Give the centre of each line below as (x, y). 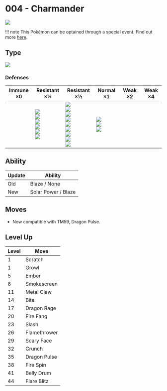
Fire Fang (37, 316)
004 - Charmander (45, 9)
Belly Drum (38, 373)
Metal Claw (39, 292)
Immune (19, 90)
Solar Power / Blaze (53, 192)
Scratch (35, 260)
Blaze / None (45, 184)
